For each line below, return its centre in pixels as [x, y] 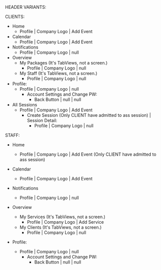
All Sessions [25, 105]
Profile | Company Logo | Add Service [65, 222]
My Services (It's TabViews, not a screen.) [63, 217]
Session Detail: [42, 120]
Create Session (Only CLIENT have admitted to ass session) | [89, 115]
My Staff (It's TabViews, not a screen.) [58, 73]
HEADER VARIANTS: [26, 7]
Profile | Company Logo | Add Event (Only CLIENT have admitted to [88, 154]
